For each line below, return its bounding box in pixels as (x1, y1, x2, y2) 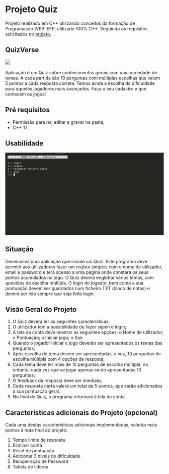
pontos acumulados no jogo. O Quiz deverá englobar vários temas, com (5, 274, 154, 280)
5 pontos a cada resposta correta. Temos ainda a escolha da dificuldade (5, 80, 155, 86)
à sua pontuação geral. (12, 388, 60, 395)
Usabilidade (5, 139, 44, 148)
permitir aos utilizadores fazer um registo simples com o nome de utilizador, (5, 264, 162, 270)
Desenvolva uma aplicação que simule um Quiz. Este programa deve (5, 258, 147, 264)
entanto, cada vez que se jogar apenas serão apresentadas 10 (12, 367, 142, 373)
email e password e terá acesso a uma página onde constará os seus (5, 269, 149, 275)
